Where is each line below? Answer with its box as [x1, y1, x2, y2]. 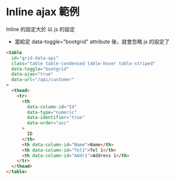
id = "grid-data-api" [11, 55, 59, 61]
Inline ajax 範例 [6, 5, 80, 19]
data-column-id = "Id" [27, 104, 77, 110]
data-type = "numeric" [27, 109, 77, 115]
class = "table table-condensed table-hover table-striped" [11, 61, 156, 66]
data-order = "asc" [27, 120, 69, 126]
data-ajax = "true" [11, 71, 54, 77]
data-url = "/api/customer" [11, 77, 75, 83]
